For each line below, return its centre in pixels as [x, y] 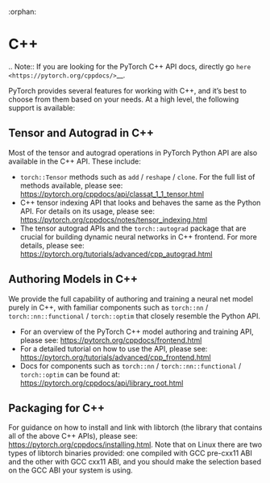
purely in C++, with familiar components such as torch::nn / [108, 307]
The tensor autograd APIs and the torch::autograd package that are [133, 228]
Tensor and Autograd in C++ [81, 133]
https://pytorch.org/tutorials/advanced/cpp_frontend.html [115, 357]
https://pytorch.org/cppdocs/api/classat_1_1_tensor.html [112, 194]
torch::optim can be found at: [70, 374]
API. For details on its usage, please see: [87, 211]
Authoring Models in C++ [73, 279]
